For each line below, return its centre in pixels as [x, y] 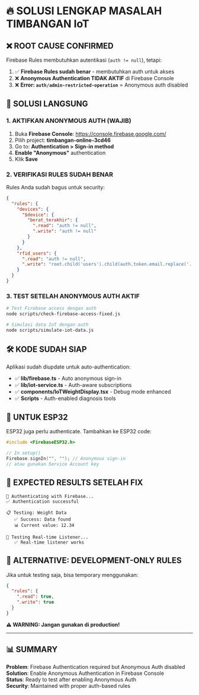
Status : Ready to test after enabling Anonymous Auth [71, 679]
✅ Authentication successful [43, 502]
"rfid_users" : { [37, 253]
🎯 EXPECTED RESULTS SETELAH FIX [75, 483]
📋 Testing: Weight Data [36, 512]
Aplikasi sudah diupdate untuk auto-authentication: [68, 367]
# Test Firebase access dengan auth [51, 309]
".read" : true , [36, 597]
